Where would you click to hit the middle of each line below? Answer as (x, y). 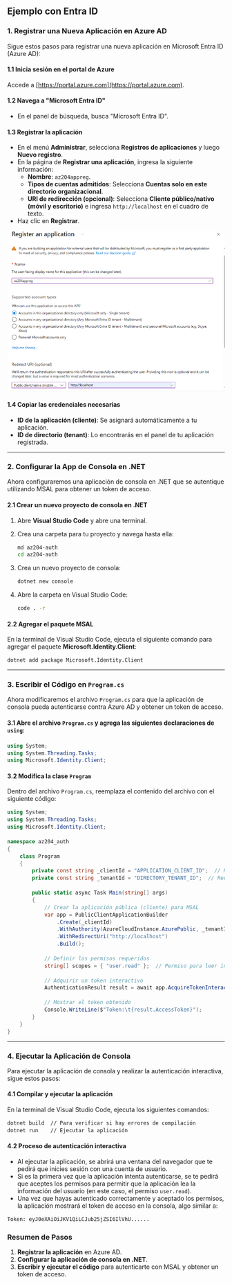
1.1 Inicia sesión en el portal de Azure (61, 69)
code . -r (31, 608)
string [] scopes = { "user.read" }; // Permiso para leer (130, 966)
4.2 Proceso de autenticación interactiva (67, 1146)
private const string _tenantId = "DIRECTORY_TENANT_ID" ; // (123, 878)
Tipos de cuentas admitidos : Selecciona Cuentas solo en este (117, 184)
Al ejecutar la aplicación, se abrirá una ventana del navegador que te (115, 1162)
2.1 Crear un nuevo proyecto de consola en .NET (77, 504)
